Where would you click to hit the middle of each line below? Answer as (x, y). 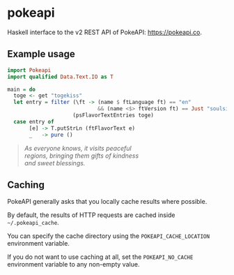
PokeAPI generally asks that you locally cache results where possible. (107, 202)
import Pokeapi (29, 70)
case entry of (34, 121)
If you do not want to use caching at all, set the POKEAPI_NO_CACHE (100, 257)
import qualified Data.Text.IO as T (60, 77)
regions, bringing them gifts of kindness (81, 156)
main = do (22, 89)
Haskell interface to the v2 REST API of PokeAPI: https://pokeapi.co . (104, 32)
